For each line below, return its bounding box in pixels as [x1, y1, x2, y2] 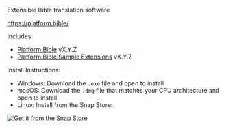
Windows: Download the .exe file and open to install [16, 79, 164, 87]
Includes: [7, 32, 33, 40]
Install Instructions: [7, 66, 61, 74]
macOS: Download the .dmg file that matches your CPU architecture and [16, 87, 220, 94]
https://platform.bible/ [7, 19, 69, 27]
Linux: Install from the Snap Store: [16, 101, 113, 109]
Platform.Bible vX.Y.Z [16, 46, 77, 53]
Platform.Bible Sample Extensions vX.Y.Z [16, 53, 132, 61]
